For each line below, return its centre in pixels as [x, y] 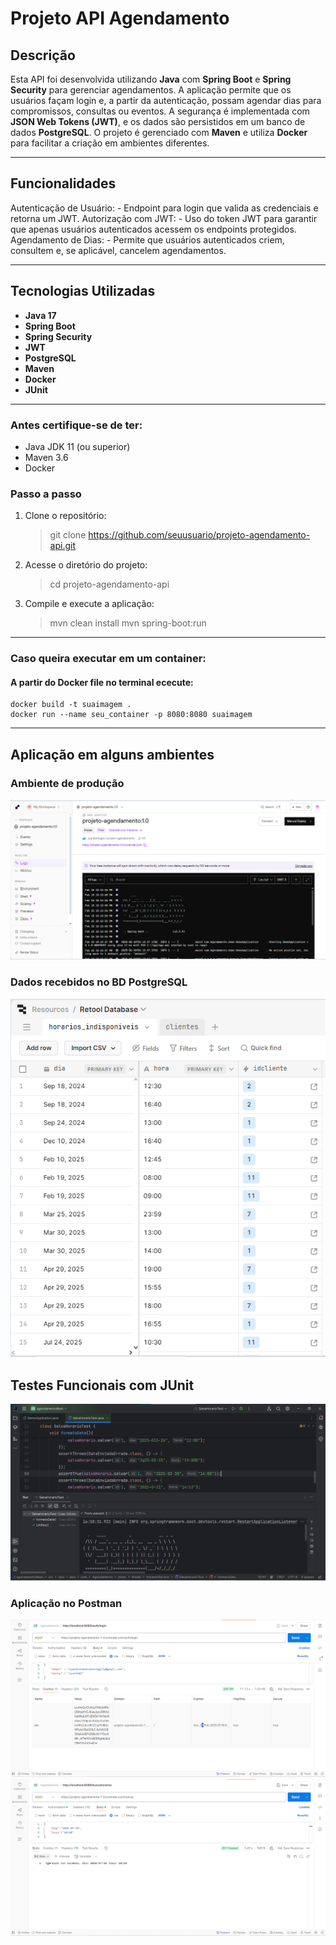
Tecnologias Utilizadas [83, 291]
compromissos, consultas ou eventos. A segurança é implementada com [160, 111]
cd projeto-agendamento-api [109, 584]
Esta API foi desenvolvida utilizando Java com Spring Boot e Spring [151, 79]
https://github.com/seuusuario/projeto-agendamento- [199, 535]
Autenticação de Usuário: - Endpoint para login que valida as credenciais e [164, 208]
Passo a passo [46, 494]
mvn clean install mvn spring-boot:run [128, 623]
